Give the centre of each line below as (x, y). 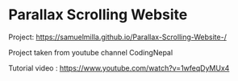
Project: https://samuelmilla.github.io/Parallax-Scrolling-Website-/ (118, 37)
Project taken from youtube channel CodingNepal (91, 52)
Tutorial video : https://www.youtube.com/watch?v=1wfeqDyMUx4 (119, 68)
